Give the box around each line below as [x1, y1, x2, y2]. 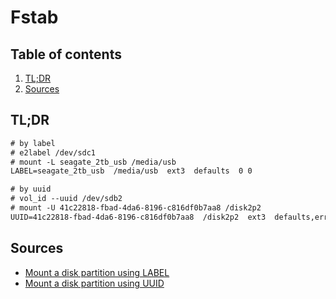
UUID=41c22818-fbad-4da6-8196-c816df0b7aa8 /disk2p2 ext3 [10, 212, 267, 222]
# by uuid [10, 184, 52, 195]
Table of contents [10, 46, 122, 63]
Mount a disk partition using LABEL [24, 266, 170, 278]
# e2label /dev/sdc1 [10, 147, 97, 158]
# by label [10, 138, 56, 148]
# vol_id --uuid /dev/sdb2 [10, 194, 123, 204]
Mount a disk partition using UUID [24, 277, 165, 289]
